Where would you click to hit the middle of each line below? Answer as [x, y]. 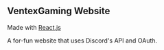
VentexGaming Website [59, 11]
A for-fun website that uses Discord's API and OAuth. [82, 41]
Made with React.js [34, 27]
